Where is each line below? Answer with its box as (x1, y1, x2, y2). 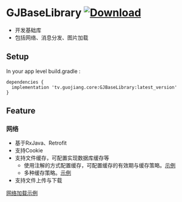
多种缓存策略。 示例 (23, 169, 72, 176)
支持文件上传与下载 (14, 177, 63, 184)
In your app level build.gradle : (6, 68, 81, 75)
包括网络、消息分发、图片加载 (14, 33, 88, 41)
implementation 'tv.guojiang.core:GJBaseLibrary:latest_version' (11, 84, 178, 90)
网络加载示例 (6, 189, 38, 197)
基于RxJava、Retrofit (14, 139, 67, 146)
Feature (6, 106, 36, 116)
